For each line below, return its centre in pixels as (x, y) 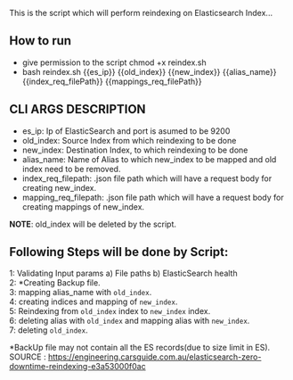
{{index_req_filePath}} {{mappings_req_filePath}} (112, 81)
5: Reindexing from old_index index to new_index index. (110, 311)
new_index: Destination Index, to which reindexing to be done (135, 150)
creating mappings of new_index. (83, 207)
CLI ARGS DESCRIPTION (77, 109)
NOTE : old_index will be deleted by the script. (93, 224)
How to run (41, 41)
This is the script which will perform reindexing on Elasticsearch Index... (141, 13)
